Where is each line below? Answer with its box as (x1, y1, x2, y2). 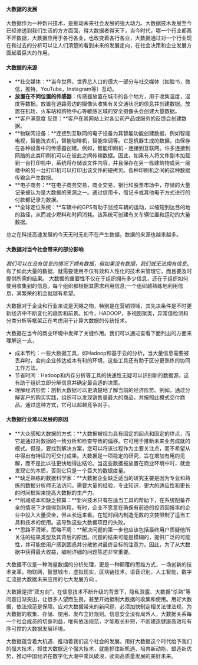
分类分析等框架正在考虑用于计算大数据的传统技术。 (6, 317, 130, 324)
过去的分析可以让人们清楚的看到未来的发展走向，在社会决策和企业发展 (16, 42, 187, 49)
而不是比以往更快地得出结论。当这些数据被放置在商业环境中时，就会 (25, 459, 190, 466)
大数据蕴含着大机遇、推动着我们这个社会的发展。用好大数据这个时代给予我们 (6, 637, 192, 644)
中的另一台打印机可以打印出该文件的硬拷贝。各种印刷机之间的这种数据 (19, 167, 190, 174)
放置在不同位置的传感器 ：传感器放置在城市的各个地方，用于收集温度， (14, 93, 186, 100)
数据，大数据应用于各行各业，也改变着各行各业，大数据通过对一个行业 (16, 34, 187, 41)
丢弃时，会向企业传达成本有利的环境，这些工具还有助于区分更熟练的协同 (14, 356, 190, 364)
